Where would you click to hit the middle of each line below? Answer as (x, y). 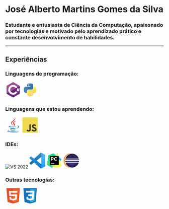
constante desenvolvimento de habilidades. (60, 38)
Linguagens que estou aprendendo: (50, 109)
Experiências (26, 59)
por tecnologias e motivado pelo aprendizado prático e (73, 31)
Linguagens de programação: (42, 74)
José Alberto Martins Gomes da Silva (84, 9)
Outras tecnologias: (30, 180)
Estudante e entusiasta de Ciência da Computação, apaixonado (84, 25)
